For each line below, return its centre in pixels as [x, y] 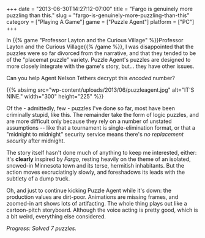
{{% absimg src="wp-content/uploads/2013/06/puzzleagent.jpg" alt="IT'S [100, 90]
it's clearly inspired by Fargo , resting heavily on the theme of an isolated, [99, 159]
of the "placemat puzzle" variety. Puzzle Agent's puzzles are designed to [99, 60]
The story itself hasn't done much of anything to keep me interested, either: [102, 153]
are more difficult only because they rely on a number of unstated [89, 121]
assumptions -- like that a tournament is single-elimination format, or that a [101, 128]
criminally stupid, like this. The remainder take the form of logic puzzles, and [103, 115]
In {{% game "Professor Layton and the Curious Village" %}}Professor [95, 40]
